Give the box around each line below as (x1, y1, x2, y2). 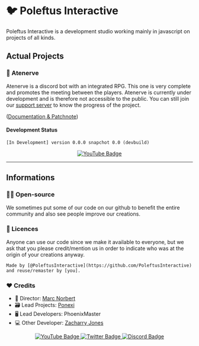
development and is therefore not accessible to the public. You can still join (6, 95, 190, 102)
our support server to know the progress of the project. (6, 101, 141, 108)
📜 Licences (6, 225, 38, 233)
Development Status (6, 126, 58, 133)
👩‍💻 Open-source (6, 190, 55, 198)
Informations (6, 172, 55, 183)
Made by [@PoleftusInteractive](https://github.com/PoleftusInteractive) (6, 262, 192, 268)
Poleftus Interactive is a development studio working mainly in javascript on (6, 27, 191, 35)
